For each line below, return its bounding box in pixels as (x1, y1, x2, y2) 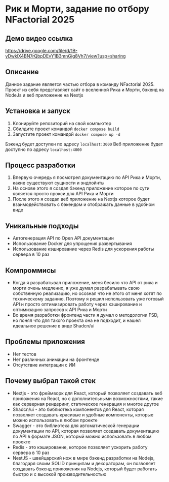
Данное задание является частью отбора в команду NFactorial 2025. (5, 81, 155, 87)
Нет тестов (12, 351, 36, 357)
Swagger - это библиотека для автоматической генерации (12, 423, 140, 429)
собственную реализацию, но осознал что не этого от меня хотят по (12, 290, 162, 296)
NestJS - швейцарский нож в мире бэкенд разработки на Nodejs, (12, 455, 155, 461)
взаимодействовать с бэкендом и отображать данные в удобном (12, 201, 155, 207)
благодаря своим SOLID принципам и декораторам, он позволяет (12, 460, 156, 466)
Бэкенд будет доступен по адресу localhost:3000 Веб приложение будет (5, 141, 163, 147)
